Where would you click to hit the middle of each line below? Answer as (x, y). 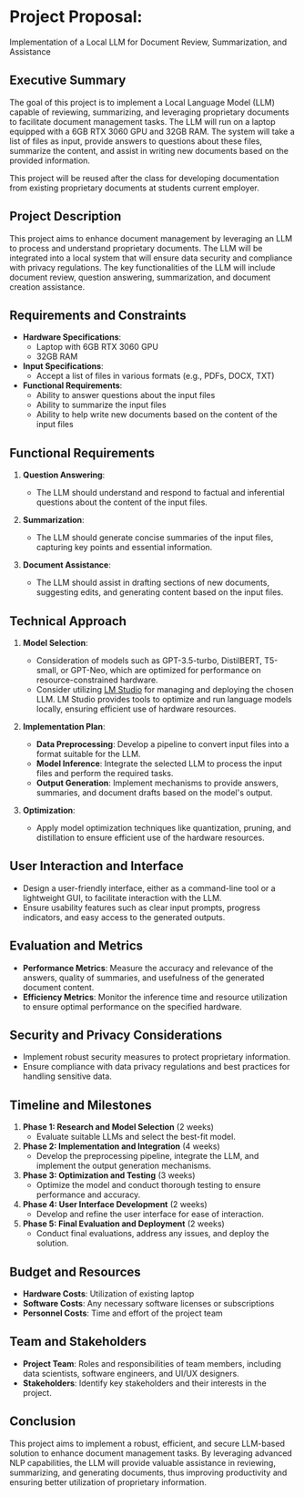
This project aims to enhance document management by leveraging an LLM (151, 238)
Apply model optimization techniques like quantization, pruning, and (163, 828)
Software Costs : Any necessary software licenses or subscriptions (148, 1304)
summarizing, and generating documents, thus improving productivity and (148, 1472)
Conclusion (43, 1422)
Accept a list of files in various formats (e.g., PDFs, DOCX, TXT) (155, 376)
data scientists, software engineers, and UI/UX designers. (131, 1373)
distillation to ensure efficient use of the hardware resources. (151, 837)
